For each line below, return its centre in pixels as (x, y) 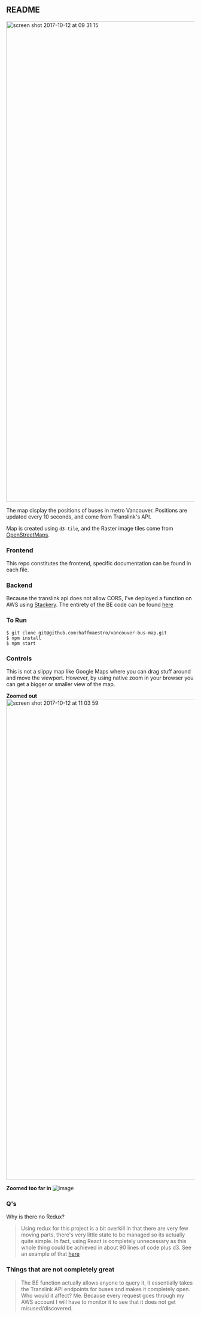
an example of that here (50, 1254)
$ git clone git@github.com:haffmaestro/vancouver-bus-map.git (87, 633)
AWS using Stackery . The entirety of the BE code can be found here (90, 605)
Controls (19, 658)
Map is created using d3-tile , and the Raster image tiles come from (90, 528)
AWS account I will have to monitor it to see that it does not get (98, 1302)
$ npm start (21, 643)
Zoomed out (22, 696)
